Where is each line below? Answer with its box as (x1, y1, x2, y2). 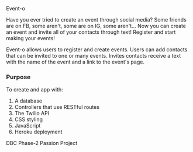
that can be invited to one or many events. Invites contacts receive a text (6, 52, 181, 59)
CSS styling (14, 116, 43, 123)
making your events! (6, 35, 56, 41)
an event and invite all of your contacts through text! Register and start (6, 29, 176, 36)
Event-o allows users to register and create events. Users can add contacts (6, 46, 188, 53)
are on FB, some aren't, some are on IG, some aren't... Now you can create (6, 23, 186, 29)
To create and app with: (6, 86, 63, 93)
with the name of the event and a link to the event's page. (6, 58, 145, 65)
